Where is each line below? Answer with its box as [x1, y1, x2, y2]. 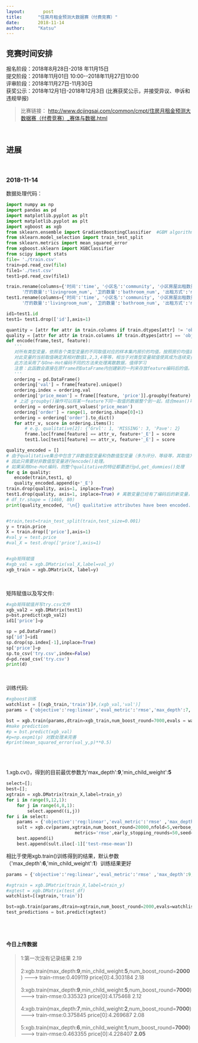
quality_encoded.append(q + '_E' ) [14, 480, 94, 486]
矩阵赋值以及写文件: [6, 590, 55, 597]
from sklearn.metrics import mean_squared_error [6, 240, 128, 246]
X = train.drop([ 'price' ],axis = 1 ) [6, 529, 91, 535]
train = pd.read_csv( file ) [6, 262, 67, 268]
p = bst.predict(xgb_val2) [6, 612, 67, 619]
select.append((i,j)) [27, 808, 81, 814]
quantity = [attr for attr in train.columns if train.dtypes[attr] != [6, 327, 183, 333]
